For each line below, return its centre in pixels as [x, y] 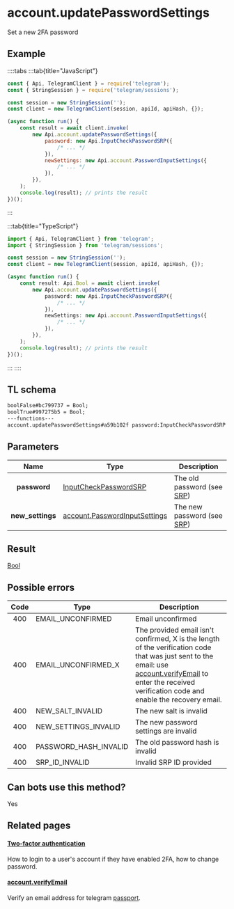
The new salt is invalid [171, 711]
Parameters [33, 447]
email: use [152, 665]
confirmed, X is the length [178, 639]
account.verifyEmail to [172, 674]
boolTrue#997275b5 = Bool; [46, 412]
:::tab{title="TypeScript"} [43, 226]
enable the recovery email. [179, 699]
